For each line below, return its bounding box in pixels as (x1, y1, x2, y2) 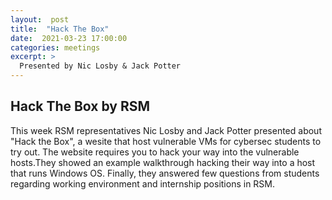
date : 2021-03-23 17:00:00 (10, 33, 128, 43)
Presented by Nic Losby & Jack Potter (19, 61, 182, 71)
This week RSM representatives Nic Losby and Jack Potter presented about (10, 124, 322, 136)
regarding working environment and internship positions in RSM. (10, 177, 276, 190)
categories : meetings (10, 42, 101, 53)
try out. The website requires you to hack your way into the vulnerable (10, 146, 300, 158)
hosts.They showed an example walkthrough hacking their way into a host (10, 156, 316, 168)
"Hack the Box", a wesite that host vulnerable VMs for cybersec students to (10, 135, 322, 147)
